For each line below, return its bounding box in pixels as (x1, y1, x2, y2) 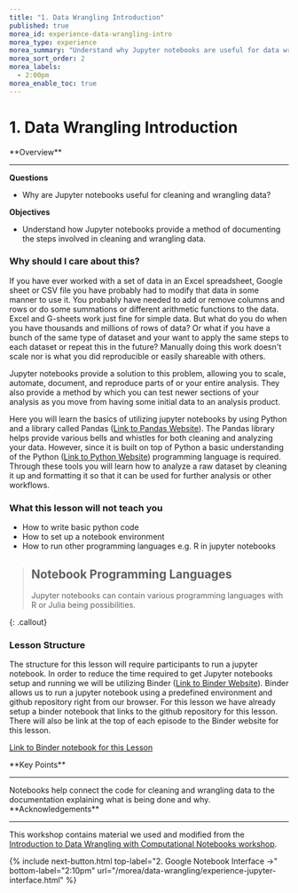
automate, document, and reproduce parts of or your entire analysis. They (9, 377, 280, 388)
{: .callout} (9, 616, 47, 627)
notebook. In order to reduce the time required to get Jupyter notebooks (9, 668, 273, 679)
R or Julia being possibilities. (30, 599, 136, 610)
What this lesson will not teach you (9, 502, 163, 514)
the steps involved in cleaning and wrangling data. (21, 233, 207, 244)
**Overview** (9, 146, 62, 157)
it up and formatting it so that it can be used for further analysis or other (9, 470, 272, 480)
